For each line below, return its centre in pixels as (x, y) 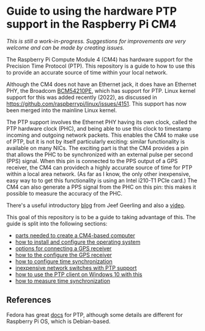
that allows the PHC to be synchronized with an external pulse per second (100, 155)
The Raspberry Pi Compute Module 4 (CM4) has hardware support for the (99, 59)
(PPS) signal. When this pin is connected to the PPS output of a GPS (92, 161)
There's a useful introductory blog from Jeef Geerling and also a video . (96, 205)
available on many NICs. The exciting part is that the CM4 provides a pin (97, 148)
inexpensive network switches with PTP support (76, 267)
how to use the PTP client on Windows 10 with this (79, 274)
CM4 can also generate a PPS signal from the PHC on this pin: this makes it (101, 187)
